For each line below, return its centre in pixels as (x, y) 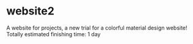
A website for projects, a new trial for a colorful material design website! (97, 28)
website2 (31, 11)
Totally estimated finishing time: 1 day (53, 34)
